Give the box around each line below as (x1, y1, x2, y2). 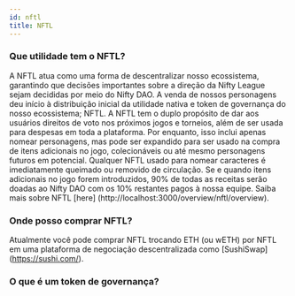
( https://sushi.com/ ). (9, 254, 84, 264)
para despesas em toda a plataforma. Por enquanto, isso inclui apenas (9, 126, 267, 137)
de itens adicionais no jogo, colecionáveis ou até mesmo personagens (9, 145, 266, 156)
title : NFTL (9, 21, 53, 30)
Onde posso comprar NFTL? (9, 214, 133, 226)
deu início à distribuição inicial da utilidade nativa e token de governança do (9, 98, 286, 109)
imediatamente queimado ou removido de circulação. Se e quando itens (9, 164, 272, 175)
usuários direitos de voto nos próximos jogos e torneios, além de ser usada (9, 117, 283, 128)
